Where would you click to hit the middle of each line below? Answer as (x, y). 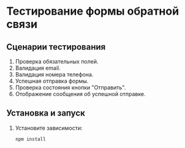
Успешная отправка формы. (52, 81)
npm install (30, 139)
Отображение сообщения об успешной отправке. (80, 94)
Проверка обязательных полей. (57, 61)
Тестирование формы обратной (93, 11)
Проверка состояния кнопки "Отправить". (70, 87)
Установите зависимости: (49, 128)
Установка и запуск (46, 113)
